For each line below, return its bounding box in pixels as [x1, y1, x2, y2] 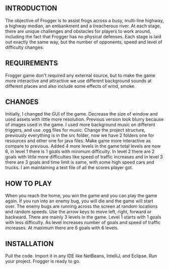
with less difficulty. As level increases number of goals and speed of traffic [5, 220, 160, 226]
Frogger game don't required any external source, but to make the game [5, 72, 155, 78]
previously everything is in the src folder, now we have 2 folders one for [5, 132, 154, 138]
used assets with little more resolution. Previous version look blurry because [5, 116, 164, 123]
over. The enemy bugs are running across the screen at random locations [5, 203, 158, 209]
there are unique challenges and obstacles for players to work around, [5, 28, 151, 34]
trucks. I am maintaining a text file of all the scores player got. [5, 165, 134, 171]
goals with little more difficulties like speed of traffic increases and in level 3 [5, 154, 163, 160]
